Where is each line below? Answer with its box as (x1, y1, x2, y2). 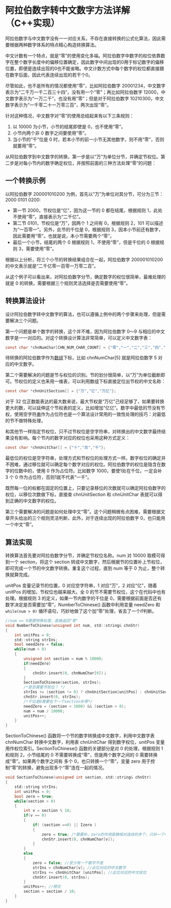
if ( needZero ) (23, 661, 51, 666)
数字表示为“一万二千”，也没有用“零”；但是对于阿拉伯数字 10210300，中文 (9, 95, 164, 101)
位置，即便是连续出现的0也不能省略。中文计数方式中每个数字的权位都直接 (5, 65, 160, 72)
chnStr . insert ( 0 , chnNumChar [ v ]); (41, 836, 115, 842)
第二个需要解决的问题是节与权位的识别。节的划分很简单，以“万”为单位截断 (5, 372, 161, 378)
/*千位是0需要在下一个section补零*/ (23, 699, 93, 704)
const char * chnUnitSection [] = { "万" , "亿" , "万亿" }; (5, 389, 117, 394)
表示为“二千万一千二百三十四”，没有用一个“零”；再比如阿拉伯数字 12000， (5, 89, 161, 95)
